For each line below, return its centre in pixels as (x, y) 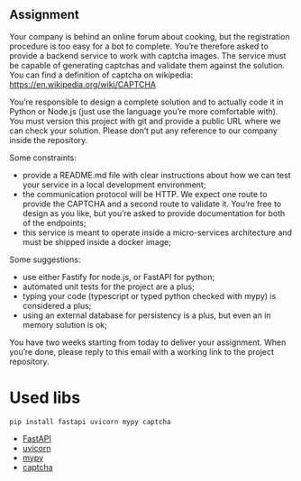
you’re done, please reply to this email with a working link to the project (142, 351)
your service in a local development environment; (114, 185)
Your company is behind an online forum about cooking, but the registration (150, 36)
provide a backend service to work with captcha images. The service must (148, 55)
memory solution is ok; (65, 324)
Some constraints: (43, 158)
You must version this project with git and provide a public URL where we (145, 121)
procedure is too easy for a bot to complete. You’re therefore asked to (139, 46)
